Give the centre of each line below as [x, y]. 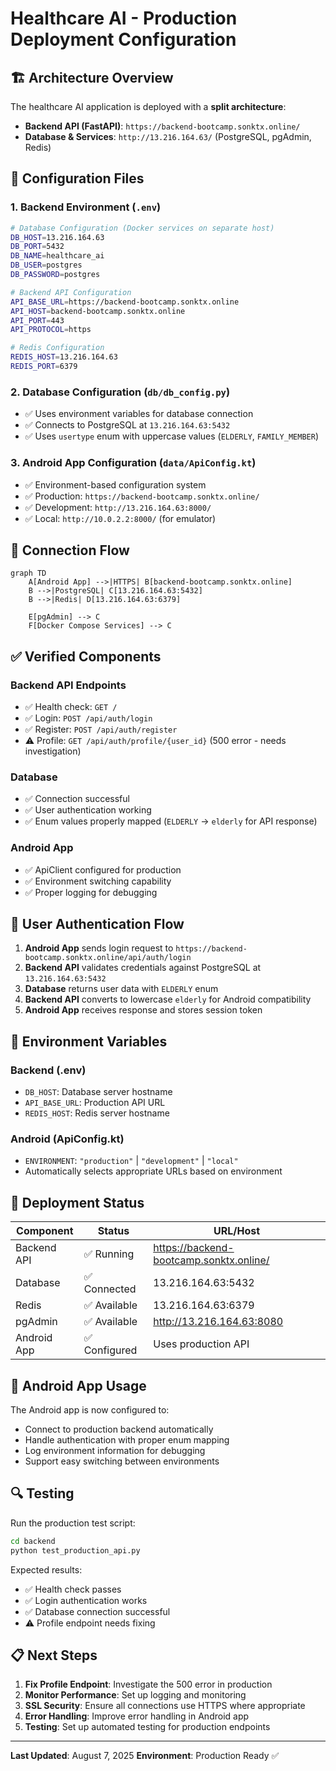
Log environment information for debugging [115, 1451]
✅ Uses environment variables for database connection [139, 414]
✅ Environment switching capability [98, 881]
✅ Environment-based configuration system [115, 484]
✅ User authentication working [88, 810]
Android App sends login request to [99, 948]
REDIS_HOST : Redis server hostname [97, 1113]
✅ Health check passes [73, 1589]
